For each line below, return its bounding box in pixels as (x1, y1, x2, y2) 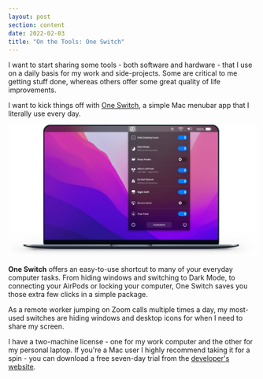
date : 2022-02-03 (8, 29, 65, 37)
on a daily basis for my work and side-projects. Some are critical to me (8, 69, 238, 78)
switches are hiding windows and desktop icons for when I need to (26, 313, 243, 322)
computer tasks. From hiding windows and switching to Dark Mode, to (8, 273, 236, 282)
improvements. (8, 85, 57, 95)
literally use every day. (8, 109, 81, 118)
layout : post (8, 13, 51, 20)
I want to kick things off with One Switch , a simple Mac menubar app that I (8, 101, 250, 110)
